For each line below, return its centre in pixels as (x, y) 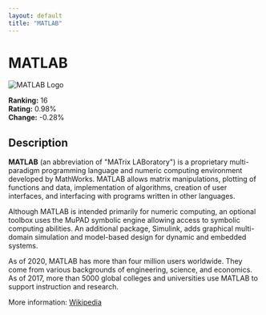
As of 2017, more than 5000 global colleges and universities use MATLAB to (133, 278)
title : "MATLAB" (35, 23)
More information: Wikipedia (55, 302)
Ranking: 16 (28, 100)
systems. (23, 246)
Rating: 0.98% (32, 109)
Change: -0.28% (36, 118)
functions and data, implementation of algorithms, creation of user (118, 188)
